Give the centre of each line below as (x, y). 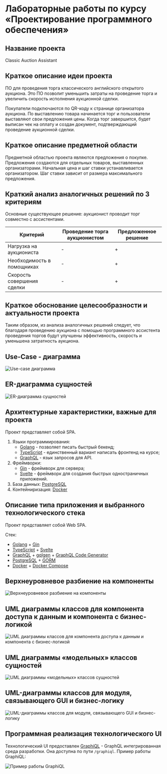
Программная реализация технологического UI (83, 734)
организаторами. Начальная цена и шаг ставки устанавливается (74, 168)
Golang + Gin (26, 544)
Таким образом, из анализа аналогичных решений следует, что (73, 325)
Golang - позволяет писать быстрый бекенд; (67, 447)
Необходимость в (29, 261)
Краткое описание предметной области (71, 145)
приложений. (34, 479)
